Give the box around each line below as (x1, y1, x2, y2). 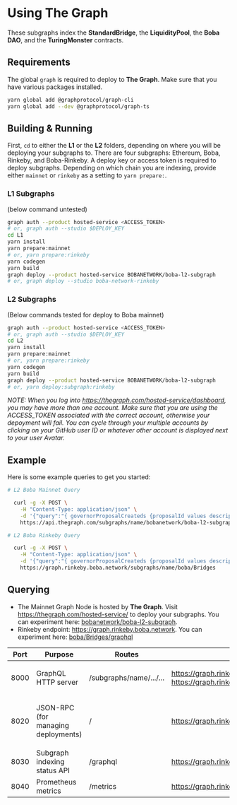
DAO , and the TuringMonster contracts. (7, 35, 124, 44)
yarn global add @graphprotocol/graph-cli (7, 96, 134, 103)
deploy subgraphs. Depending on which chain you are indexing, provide (7, 164, 217, 172)
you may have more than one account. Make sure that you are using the (7, 404, 219, 412)
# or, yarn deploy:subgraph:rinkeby (7, 383, 115, 390)
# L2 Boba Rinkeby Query (7, 531, 80, 539)
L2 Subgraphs (7, 295, 56, 305)
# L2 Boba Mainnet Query (7, 486, 80, 494)
